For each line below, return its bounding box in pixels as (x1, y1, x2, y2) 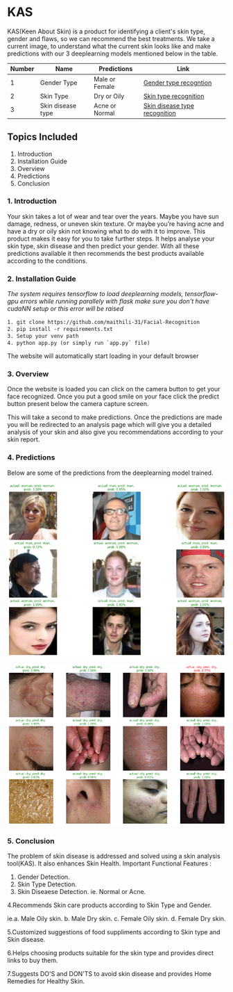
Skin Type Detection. (17, 880, 78, 888)
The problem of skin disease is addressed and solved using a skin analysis (7, 852, 221, 860)
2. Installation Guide (7, 274, 76, 284)
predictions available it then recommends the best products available (7, 249, 205, 257)
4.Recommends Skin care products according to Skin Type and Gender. (7, 901, 212, 909)
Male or (93, 74, 116, 83)
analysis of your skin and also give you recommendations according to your (7, 428, 223, 437)
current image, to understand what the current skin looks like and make (7, 42, 212, 50)
